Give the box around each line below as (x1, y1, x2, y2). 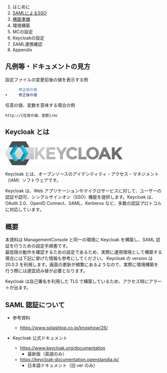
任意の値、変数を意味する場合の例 (5, 102, 75, 108)
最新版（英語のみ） (27, 351, 67, 357)
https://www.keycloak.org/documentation (19, 345, 106, 351)
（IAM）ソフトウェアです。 (5, 177, 61, 183)
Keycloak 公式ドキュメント (12, 335, 68, 341)
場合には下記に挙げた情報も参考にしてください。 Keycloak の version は (5, 255, 153, 261)
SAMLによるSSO (12, 10, 47, 16)
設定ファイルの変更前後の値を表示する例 (5, 76, 88, 83)
